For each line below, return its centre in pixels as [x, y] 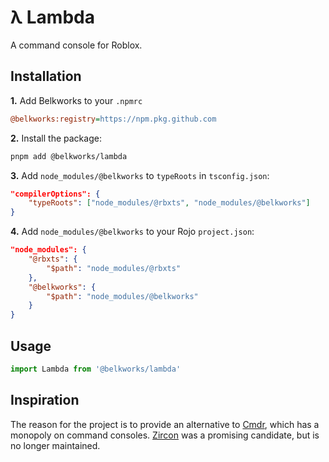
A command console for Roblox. [76, 45]
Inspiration [45, 400]
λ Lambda [52, 17]
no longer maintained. [55, 445]
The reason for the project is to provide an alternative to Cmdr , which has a [165, 424]
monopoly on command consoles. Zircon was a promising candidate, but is [165, 435]
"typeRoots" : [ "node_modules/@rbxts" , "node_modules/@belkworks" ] [169, 203]
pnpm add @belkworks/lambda [69, 156]
